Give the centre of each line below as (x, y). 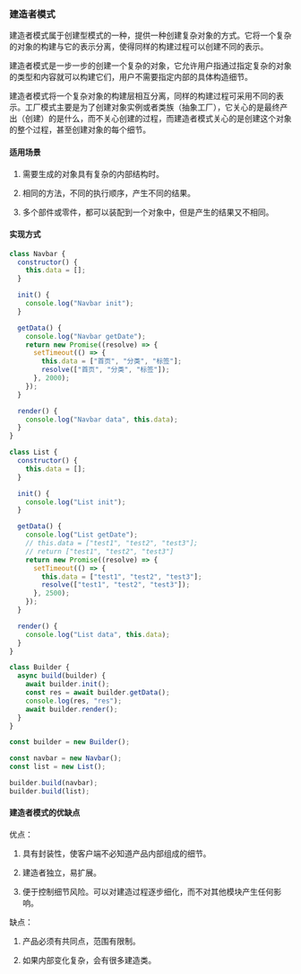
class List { (34, 452)
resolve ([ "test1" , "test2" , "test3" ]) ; (116, 585)
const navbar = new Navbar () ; (66, 758)
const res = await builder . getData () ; (98, 693)
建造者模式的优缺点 (45, 813)
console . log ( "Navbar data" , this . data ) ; (102, 420)
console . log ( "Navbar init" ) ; (80, 304)
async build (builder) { (61, 676)
